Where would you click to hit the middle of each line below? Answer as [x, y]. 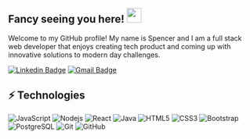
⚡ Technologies [47, 96]
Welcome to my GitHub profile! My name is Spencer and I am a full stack [125, 38]
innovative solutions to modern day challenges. [84, 55]
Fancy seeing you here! [67, 19]
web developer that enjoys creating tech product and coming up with [120, 46]
